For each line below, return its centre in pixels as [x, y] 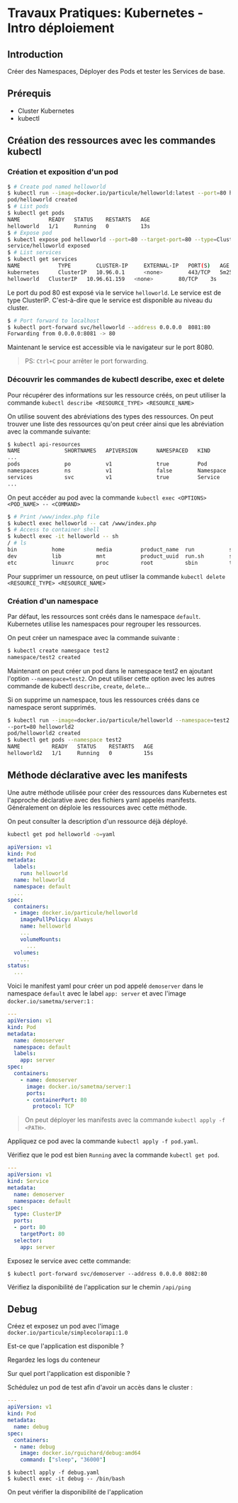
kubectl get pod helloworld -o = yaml [61, 834]
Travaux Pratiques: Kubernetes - [106, 13]
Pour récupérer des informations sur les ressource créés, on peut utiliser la [117, 395]
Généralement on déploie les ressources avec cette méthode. [97, 808]
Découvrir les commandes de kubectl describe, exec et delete [116, 380]
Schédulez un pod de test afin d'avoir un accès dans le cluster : [100, 1387]
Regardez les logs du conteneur [54, 1360]
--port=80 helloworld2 [41, 727]
